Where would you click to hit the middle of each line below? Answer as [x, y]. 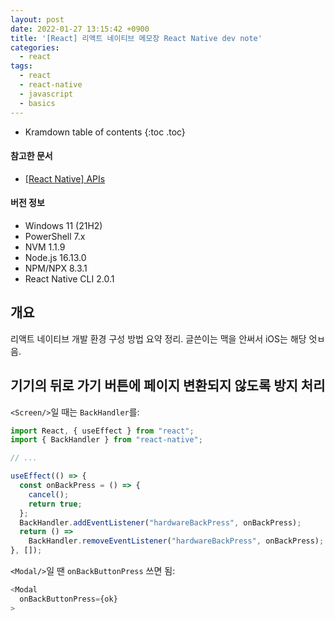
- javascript [46, 94]
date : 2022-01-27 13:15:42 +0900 [80, 29]
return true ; [55, 504]
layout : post [37, 19]
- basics [37, 103]
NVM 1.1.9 [45, 247]
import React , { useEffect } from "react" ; [102, 431]
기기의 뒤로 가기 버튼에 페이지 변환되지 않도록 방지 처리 [168, 386]
